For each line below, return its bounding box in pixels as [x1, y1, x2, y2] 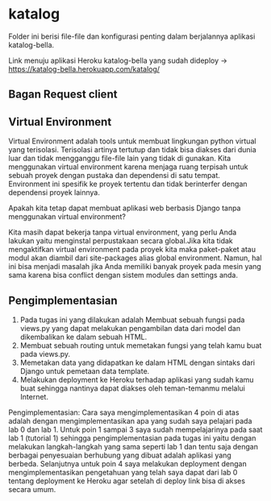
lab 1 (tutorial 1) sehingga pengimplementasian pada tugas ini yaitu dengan [8, 433, 256, 443]
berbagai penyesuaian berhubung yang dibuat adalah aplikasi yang [8, 450, 231, 460]
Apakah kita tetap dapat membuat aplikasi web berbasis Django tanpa [8, 203, 241, 213]
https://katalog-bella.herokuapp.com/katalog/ [8, 64, 160, 73]
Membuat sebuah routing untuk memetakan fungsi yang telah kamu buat [19, 340, 262, 350]
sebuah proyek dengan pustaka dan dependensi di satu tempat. [8, 171, 220, 180]
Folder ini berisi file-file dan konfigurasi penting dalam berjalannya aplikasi [8, 31, 256, 41]
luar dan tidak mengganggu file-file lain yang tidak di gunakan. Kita [8, 154, 231, 164]
